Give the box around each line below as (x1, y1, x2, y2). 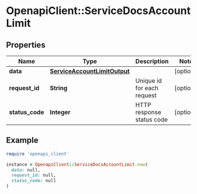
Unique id (135, 77, 162, 84)
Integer (49, 108, 71, 116)
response (135, 108, 161, 116)
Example (6, 135, 39, 145)
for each (135, 84, 159, 92)
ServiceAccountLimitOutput (49, 67, 130, 75)
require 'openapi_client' (6, 151, 69, 156)
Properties (6, 40, 46, 50)
